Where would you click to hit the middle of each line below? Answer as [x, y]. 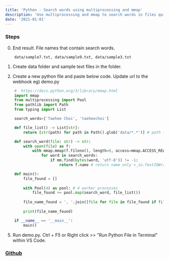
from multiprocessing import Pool [50, 100]
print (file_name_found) [48, 211]
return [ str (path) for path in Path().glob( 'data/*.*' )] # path [92, 132]
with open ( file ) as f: [47, 146]
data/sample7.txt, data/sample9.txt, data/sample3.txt [73, 57]
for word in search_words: [69, 156]
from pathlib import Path [41, 105]
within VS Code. [29, 240]
